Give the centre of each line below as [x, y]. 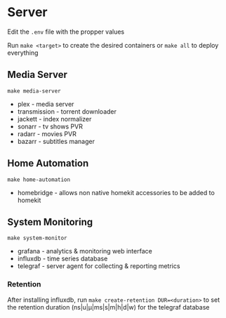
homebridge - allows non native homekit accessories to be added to [116, 192]
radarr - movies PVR [47, 133]
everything [23, 53]
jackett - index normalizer [54, 119]
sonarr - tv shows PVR [50, 126]
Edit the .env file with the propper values [66, 32]
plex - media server [46, 104]
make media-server [34, 91]
